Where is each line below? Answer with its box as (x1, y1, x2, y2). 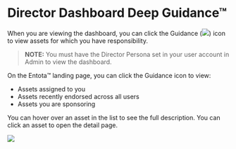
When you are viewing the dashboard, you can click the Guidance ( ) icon (7, 29, 225, 37)
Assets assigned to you (17, 84, 86, 93)
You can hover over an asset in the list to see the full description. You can (7, 113, 221, 122)
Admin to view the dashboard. (24, 58, 112, 66)
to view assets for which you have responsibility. (7, 37, 148, 45)
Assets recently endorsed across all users (17, 92, 139, 101)
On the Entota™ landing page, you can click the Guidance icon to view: (7, 71, 211, 79)
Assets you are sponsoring (17, 100, 96, 108)
